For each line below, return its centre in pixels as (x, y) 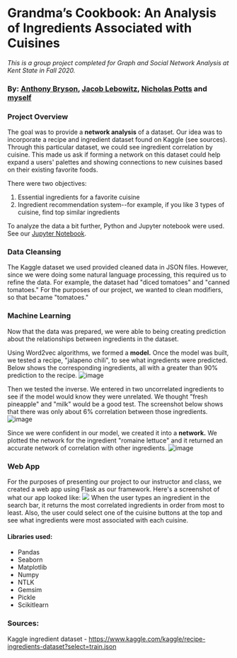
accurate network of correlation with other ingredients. (87, 447)
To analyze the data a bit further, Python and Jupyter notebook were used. (116, 226)
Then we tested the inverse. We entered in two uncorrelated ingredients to (116, 389)
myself (19, 97)
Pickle (27, 598)
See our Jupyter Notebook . (47, 234)
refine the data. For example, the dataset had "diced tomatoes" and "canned (118, 282)
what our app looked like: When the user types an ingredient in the (109, 498)
